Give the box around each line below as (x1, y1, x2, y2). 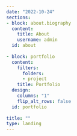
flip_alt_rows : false (17, 98, 71, 104)
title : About (17, 31, 50, 37)
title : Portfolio (17, 82, 61, 88)
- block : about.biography (6, 20, 71, 26)
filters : (17, 64, 39, 71)
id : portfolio (11, 104, 47, 110)
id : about (11, 43, 36, 49)
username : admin (17, 37, 58, 43)
